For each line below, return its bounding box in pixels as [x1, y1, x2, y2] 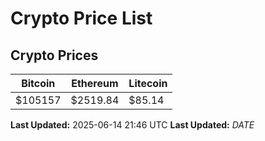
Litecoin [128, 77, 168, 90]
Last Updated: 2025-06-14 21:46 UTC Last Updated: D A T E [10, 119, 255, 131]
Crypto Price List [10, 7, 153, 30]
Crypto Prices [10, 47, 99, 64]
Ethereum [71, 77, 119, 90]
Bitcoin [21, 77, 56, 90]
